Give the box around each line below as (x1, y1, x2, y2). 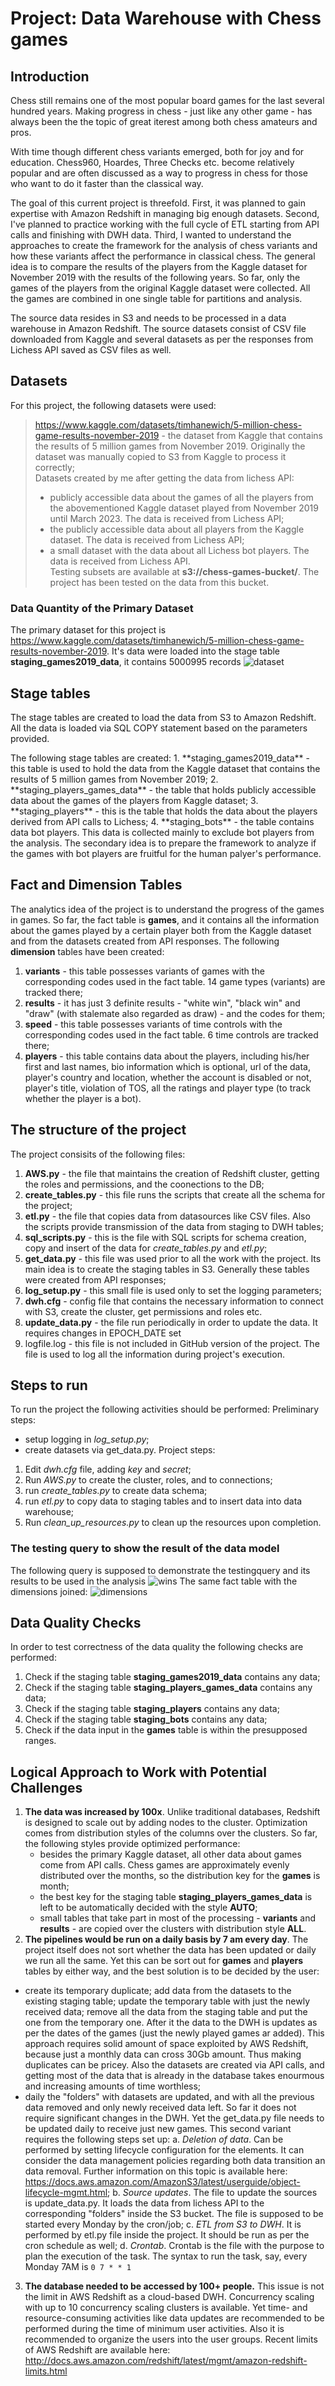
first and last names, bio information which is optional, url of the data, (24, 1060, 312, 1072)
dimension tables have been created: (10, 945, 165, 957)
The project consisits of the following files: (10, 1148, 186, 1160)
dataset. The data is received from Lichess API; (49, 533, 245, 546)
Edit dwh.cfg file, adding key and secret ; (24, 1463, 192, 1476)
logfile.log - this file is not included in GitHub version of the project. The (24, 1337, 320, 1349)
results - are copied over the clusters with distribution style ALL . (39, 1923, 307, 1935)
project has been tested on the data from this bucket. (49, 576, 270, 588)
